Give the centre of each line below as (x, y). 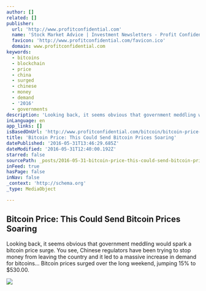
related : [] (21, 18)
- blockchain (29, 63)
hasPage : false (26, 172)
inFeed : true (23, 166)
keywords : (19, 52)
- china (22, 75)
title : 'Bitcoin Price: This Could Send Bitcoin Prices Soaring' (91, 138)
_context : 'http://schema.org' (46, 184)
